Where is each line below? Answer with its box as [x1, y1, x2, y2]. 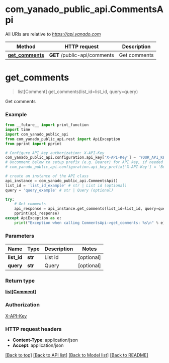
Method [16, 43, 36, 50]
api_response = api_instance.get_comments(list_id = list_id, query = [14, 206, 158, 211]
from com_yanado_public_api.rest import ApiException [5, 137, 121, 142]
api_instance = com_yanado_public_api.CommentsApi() [5, 178, 118, 183]
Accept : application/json [12, 342, 64, 348]
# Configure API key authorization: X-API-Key [5, 150, 105, 155]
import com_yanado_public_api [5, 131, 69, 137]
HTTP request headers [5, 325, 62, 332]
